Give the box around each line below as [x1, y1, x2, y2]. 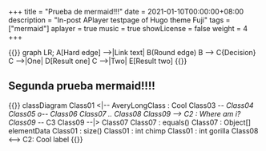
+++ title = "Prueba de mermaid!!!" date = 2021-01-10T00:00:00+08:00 [8, 7, 244, 16]
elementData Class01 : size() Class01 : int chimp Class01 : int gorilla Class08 [8, 125, 259, 135]
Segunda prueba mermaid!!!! [8, 79, 156, 93]
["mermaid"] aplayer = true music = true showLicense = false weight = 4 [8, 24, 248, 33]
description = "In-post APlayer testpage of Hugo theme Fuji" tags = [8, 15, 231, 25]
